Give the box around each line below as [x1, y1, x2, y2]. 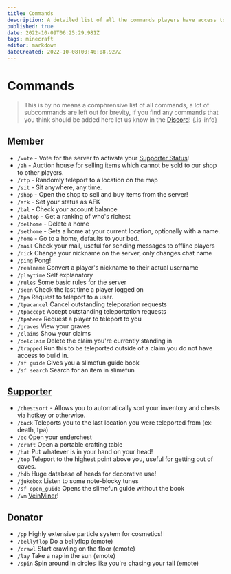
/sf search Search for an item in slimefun [16, 365, 135, 374]
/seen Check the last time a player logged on [16, 285, 144, 293]
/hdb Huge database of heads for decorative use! [16, 469, 157, 478]
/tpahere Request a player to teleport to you [16, 315, 142, 323]
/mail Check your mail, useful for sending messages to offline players [16, 242, 215, 250]
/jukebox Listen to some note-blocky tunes [16, 477, 139, 485]
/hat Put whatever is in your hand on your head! [16, 448, 153, 456]
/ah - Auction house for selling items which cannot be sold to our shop [16, 161, 217, 169]
